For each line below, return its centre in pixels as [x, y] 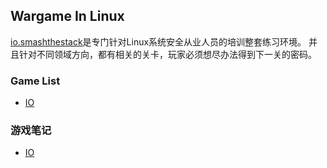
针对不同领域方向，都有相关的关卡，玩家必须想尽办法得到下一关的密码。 [167, 54]
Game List [35, 81]
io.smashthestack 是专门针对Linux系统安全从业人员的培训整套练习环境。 [158, 41]
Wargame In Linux [67, 16]
